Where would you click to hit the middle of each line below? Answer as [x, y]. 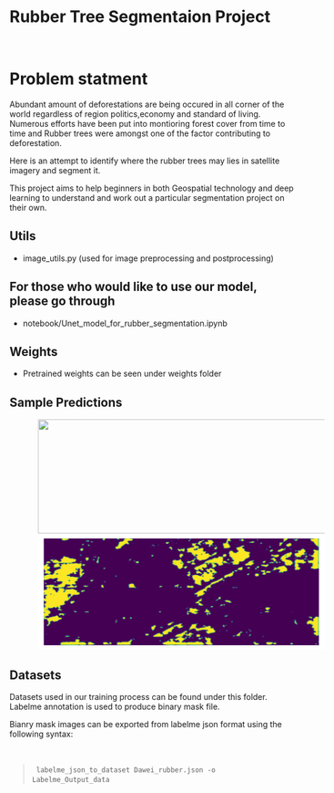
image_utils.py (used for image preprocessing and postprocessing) [148, 258]
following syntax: [41, 734]
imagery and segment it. [55, 170]
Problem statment [79, 79]
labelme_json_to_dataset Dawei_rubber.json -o [126, 770]
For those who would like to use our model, [133, 287]
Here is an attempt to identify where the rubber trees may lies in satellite [145, 161]
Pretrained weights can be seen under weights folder [122, 374]
